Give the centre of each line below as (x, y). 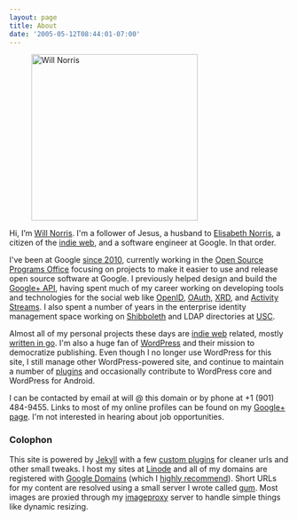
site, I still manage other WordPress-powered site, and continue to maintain (146, 362)
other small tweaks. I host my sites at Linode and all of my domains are (138, 469)
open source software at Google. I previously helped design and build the (143, 279)
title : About (33, 26)
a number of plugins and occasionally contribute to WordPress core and (141, 371)
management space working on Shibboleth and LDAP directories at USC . (142, 317)
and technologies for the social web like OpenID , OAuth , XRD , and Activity (144, 297)
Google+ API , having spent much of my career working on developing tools (146, 288)
